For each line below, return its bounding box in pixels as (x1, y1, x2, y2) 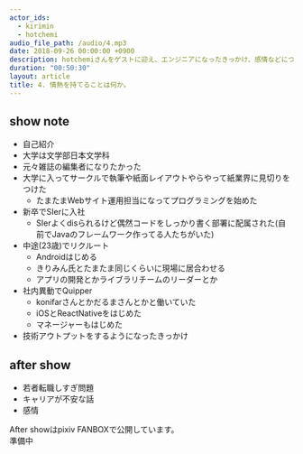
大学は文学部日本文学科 (22, 150, 110, 161)
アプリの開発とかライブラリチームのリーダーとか (35, 274, 218, 285)
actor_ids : (9, 13, 50, 23)
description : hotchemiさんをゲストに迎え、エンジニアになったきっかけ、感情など (9, 55, 282, 64)
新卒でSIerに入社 (22, 207, 86, 218)
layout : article (9, 72, 70, 81)
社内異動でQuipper (22, 285, 93, 296)
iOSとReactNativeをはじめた (35, 308, 142, 319)
